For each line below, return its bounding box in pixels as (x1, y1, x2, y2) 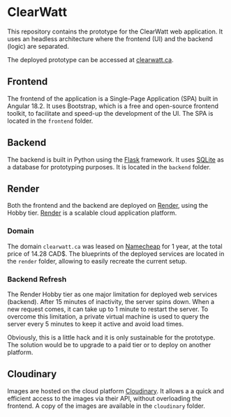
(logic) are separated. (7, 42, 70, 50)
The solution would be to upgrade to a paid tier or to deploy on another (7, 340, 211, 349)
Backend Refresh (7, 274, 67, 284)
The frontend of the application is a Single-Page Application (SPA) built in (7, 94, 218, 103)
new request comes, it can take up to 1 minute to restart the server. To (7, 305, 209, 313)
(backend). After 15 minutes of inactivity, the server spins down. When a (7, 297, 215, 305)
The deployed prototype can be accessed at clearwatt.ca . (7, 55, 174, 63)
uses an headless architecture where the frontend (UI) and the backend (7, 34, 213, 43)
